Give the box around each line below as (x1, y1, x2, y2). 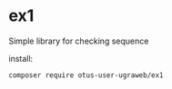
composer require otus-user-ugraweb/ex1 (8, 70, 165, 80)
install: (8, 53, 34, 64)
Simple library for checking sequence (8, 35, 149, 46)
